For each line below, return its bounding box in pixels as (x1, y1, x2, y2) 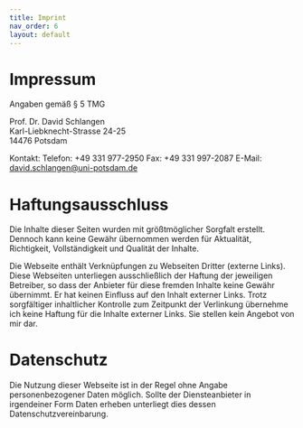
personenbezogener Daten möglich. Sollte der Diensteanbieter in (9, 389, 251, 400)
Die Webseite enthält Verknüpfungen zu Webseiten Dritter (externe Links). (9, 261, 287, 272)
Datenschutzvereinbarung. (9, 408, 109, 420)
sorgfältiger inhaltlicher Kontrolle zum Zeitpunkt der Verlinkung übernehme (9, 299, 289, 310)
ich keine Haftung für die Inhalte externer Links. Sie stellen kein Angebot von (9, 309, 295, 320)
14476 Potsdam (9, 135, 68, 146)
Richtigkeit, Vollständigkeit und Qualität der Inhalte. (9, 243, 200, 254)
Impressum (9, 69, 97, 89)
